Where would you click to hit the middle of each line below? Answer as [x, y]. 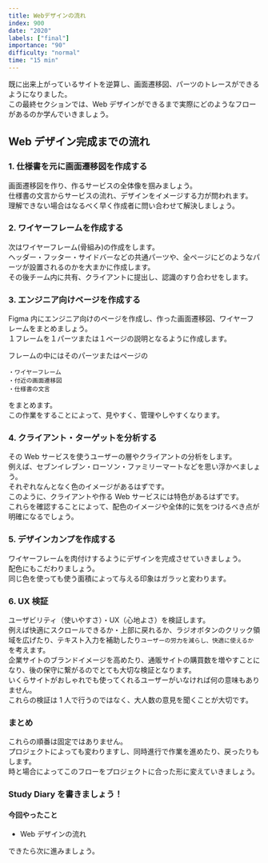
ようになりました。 [40, 94]
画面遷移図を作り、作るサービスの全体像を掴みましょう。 [103, 186]
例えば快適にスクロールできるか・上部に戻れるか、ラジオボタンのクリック [131, 630]
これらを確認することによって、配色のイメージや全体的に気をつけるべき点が [134, 507]
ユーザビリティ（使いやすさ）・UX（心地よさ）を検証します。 [109, 620]
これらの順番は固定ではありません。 [68, 741]
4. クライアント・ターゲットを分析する [83, 438]
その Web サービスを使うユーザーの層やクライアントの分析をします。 [122, 457]
